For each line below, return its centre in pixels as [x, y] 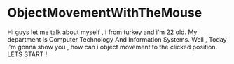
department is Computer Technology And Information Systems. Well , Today [117, 39]
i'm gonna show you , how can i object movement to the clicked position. [112, 47]
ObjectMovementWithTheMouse [105, 13]
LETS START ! [27, 54]
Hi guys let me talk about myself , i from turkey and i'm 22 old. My [102, 32]
